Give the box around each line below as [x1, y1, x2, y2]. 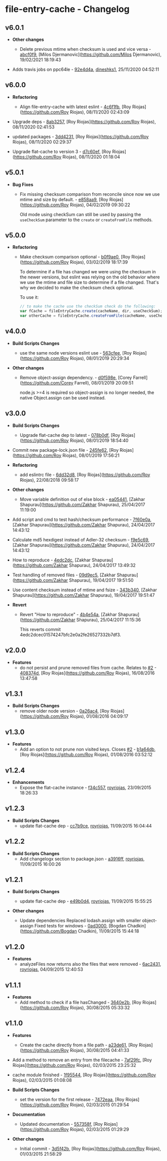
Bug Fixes [12, 181, 33, 187]
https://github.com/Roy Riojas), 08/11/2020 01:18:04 [14, 153, 120, 160]
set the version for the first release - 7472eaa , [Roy [19, 1096, 125, 1102]
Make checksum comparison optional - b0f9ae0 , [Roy [19, 254, 131, 260]
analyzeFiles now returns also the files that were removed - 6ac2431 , [19, 961, 162, 967]
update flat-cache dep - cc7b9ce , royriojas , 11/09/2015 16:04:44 [19, 823, 152, 829]
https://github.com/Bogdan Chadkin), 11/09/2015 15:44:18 [21, 928, 139, 934]
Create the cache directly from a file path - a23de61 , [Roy [19, 1042, 138, 1048]
